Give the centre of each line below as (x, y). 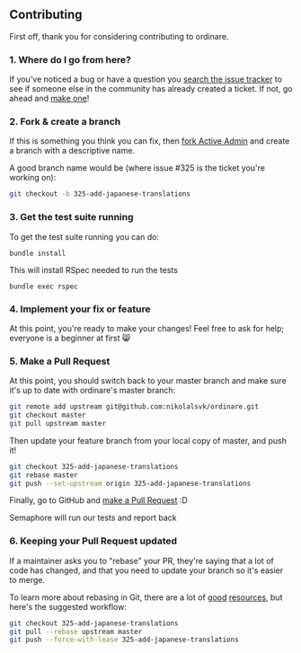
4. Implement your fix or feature (80, 309)
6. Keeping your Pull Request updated (93, 541)
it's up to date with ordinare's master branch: (93, 391)
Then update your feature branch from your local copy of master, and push (148, 440)
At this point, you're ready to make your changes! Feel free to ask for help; (147, 328)
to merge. (27, 579)
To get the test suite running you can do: (84, 236)
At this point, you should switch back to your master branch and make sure (148, 381)
